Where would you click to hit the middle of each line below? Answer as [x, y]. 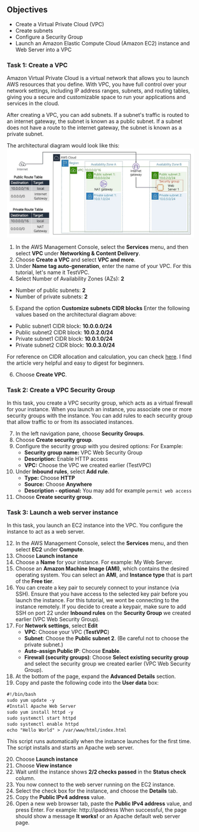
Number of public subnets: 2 [50, 290]
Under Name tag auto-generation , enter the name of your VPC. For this [103, 266]
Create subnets [34, 30]
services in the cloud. [33, 103]
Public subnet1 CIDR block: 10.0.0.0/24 [64, 326]
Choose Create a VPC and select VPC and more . [75, 260]
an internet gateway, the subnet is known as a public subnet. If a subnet [95, 121]
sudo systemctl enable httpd [43, 725]
